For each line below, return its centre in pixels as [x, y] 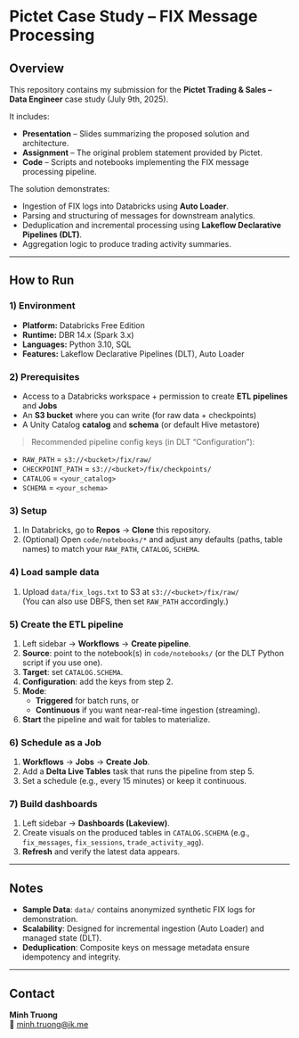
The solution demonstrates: [60, 189]
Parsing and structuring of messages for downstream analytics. [138, 215]
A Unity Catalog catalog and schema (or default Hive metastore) [141, 424]
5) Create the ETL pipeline [66, 624]
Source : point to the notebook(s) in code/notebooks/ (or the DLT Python [153, 653]
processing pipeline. [59, 172]
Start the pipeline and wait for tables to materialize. [116, 719]
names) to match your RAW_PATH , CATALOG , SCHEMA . [111, 549]
